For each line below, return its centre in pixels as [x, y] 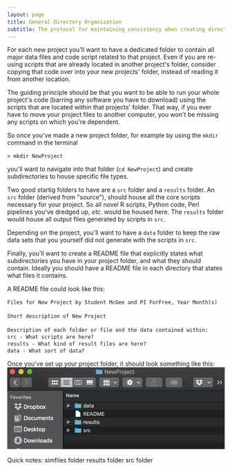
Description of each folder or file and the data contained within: [108, 330]
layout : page [26, 15]
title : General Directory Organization [65, 22]
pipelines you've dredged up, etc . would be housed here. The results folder [116, 212]
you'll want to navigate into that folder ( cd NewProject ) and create [100, 169]
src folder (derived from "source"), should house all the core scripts [104, 197]
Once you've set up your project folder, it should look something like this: [111, 364]
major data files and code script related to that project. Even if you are [107, 57]
